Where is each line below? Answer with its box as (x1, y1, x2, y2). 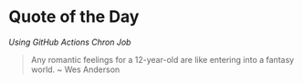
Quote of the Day (8, 6, 140, 27)
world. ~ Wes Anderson (30, 64, 120, 75)
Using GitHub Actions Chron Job (8, 36, 131, 47)
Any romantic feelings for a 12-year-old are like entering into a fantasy (30, 54, 295, 65)
